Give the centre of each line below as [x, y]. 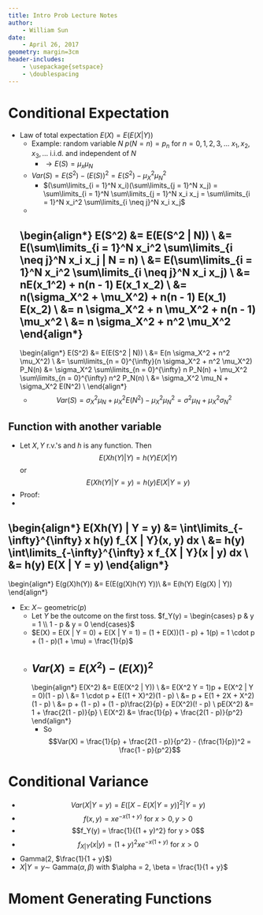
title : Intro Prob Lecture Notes [63, 15]
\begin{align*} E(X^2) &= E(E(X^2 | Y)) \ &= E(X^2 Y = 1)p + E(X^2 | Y [143, 687]
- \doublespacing [51, 74]
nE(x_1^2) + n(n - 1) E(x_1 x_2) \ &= [103, 285]
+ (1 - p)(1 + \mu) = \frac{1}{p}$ [82, 641]
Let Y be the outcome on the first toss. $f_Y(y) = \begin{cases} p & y [143, 616]
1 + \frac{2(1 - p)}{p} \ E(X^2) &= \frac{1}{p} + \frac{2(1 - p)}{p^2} [137, 712]
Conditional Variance [78, 782]
